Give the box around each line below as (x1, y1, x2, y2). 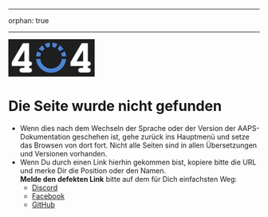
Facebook (31, 191, 65, 200)
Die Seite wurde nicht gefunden (8, 97, 222, 116)
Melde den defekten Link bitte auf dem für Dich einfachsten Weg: (19, 174, 238, 183)
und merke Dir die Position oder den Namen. (19, 165, 167, 176)
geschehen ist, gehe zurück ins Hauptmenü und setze (72, 132, 250, 141)
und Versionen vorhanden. (19, 148, 108, 158)
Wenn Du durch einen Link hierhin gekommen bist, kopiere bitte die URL (19, 157, 257, 167)
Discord (31, 183, 58, 192)
